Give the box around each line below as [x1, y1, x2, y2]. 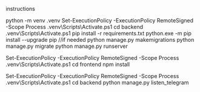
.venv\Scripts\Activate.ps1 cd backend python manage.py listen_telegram [5, 79, 189, 86]
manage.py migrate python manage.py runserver [5, 42, 128, 50]
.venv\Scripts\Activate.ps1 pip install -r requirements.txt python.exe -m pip [5, 30, 192, 37]
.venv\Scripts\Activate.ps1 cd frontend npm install [5, 61, 130, 68]
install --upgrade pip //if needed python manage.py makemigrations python [5, 36, 195, 43]
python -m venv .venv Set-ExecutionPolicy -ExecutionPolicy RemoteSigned [5, 17, 194, 24]
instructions [5, 5, 36, 12]
